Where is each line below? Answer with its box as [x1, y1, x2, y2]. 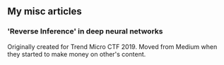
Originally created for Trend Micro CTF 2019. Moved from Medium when [7, 42, 218, 51]
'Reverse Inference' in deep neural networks [7, 27, 163, 36]
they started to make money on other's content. [7, 50, 146, 58]
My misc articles [7, 6, 83, 17]
